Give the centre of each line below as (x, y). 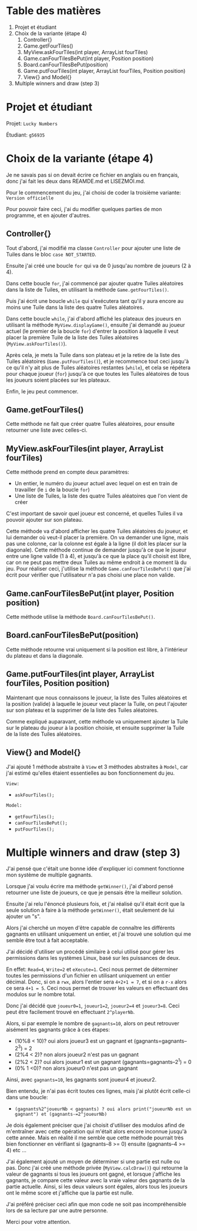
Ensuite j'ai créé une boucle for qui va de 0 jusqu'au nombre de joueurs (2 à (98, 265)
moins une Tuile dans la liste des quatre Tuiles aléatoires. (75, 307)
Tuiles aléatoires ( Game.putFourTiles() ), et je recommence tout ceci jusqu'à (98, 361)
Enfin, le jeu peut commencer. (42, 391)
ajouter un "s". (24, 916)
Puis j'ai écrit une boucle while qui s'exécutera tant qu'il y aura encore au (95, 301)
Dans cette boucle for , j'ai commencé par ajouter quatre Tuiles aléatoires (95, 283)
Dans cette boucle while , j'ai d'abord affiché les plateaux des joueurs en (94, 318)
